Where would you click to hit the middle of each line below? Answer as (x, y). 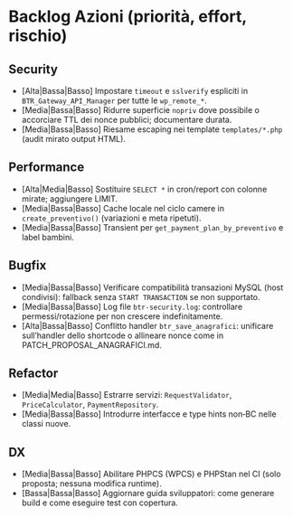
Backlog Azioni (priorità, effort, (128, 17)
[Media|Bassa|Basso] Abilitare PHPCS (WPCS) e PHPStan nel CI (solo (151, 474)
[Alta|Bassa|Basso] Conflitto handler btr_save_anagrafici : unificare (147, 325)
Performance (47, 168)
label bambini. (47, 237)
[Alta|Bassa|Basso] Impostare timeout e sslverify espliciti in (135, 91)
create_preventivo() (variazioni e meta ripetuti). (111, 218)
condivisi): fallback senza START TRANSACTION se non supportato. (141, 296)
